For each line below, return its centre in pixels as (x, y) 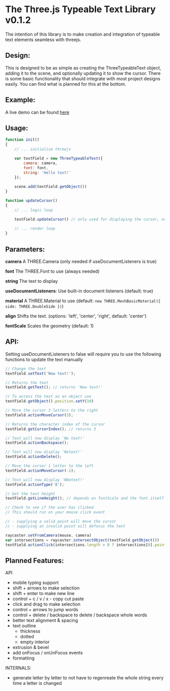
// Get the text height (30, 493)
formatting (23, 658)
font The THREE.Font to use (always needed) (52, 271)
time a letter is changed (37, 683)
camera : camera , (40, 163)
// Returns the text (27, 383)
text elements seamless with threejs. (43, 40)
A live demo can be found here (37, 112)
